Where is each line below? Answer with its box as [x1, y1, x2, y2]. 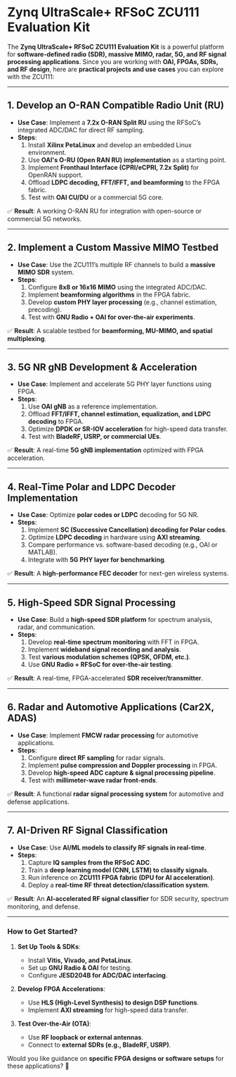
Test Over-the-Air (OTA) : [17, 1019, 91, 1028]
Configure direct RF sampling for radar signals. [27, 753, 165, 761]
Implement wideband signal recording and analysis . [27, 645, 181, 654]
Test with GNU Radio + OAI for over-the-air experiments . [27, 313, 195, 321]
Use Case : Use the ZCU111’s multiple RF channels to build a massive [17, 260, 216, 268]
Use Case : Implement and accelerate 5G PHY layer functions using [17, 380, 212, 388]
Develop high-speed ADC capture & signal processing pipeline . [27, 768, 216, 777]
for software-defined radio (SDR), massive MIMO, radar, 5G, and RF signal [7, 50, 227, 58]
